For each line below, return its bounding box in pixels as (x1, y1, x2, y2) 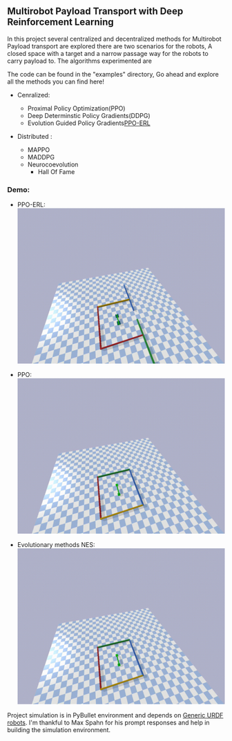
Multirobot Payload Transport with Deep (7, 6, 184, 17)
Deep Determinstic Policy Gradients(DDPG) (27, 111, 151, 119)
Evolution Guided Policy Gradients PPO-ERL (27, 119, 151, 127)
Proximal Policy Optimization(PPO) (27, 104, 126, 113)
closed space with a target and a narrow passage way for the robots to (7, 49, 209, 57)
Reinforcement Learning (7, 17, 114, 28)
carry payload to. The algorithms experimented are (7, 57, 152, 65)
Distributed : (17, 132, 53, 140)
